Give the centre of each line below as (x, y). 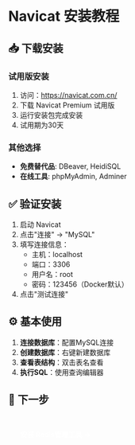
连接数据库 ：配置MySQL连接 (66, 342)
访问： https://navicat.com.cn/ (68, 95)
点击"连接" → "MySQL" (57, 234)
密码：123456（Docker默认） (80, 284)
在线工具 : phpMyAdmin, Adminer (73, 177)
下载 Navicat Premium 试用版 (67, 105)
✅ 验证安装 (35, 204)
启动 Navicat (40, 224)
